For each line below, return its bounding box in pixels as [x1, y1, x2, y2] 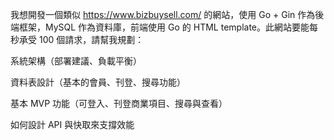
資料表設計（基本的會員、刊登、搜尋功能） [10, 76, 186, 88]
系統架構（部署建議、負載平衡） [10, 55, 142, 67]
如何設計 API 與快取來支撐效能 [10, 119, 135, 130]
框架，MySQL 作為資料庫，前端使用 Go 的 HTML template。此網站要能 [18, 21, 310, 33]
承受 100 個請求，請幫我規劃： [18, 34, 145, 45]
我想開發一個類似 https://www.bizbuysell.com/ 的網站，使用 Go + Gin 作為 [10, 9, 316, 20]
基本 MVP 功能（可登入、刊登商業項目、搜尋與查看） [10, 98, 228, 109]
